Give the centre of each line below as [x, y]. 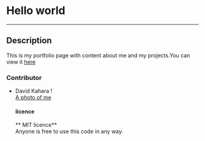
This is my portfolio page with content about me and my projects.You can [98, 55]
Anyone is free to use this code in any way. [69, 131]
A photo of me [33, 98]
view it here [21, 62]
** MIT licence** [36, 125]
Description [29, 41]
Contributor [24, 78]
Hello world [36, 11]
